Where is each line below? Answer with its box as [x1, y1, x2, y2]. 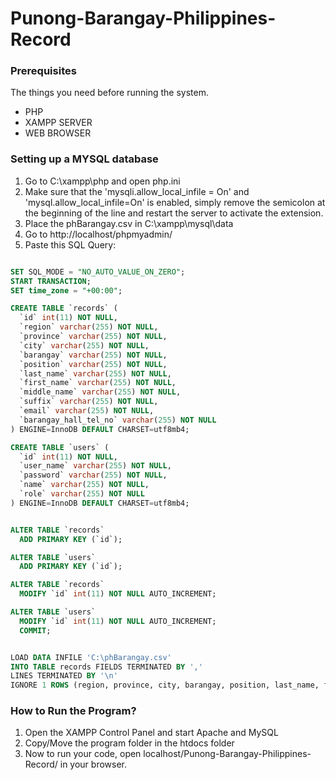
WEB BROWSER [24, 127, 92, 139]
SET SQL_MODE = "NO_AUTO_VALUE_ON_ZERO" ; [10, 267, 186, 277]
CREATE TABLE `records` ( [10, 303, 118, 314]
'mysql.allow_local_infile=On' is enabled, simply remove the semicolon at [24, 196, 326, 208]
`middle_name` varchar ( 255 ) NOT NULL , [19, 387, 182, 397]
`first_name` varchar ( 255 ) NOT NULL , [19, 378, 177, 388]
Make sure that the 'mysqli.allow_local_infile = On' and [24, 185, 250, 197]
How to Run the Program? [10, 704, 137, 718]
